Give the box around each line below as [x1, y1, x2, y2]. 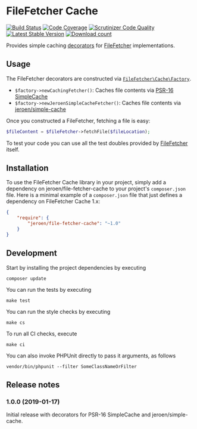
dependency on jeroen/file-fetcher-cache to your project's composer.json [6, 185, 186, 192]
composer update [6, 276, 46, 282]
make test [6, 297, 31, 304]
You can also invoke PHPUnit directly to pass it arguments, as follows [6, 352, 176, 359]
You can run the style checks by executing [6, 308, 111, 315]
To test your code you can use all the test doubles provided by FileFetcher [6, 139, 188, 147]
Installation [6, 163, 49, 174]
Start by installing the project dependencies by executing [6, 264, 146, 271]
